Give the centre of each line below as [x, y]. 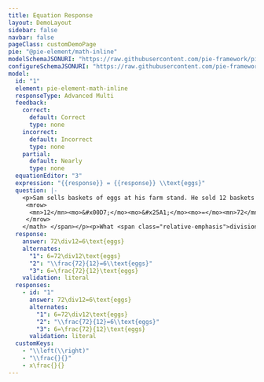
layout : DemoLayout [40, 23]
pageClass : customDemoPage [52, 45]
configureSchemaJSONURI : [49, 67]
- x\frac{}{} [44, 366]
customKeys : [35, 344]
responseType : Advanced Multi [64, 96]
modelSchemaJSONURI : [42, 60]
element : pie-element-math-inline [71, 88]
